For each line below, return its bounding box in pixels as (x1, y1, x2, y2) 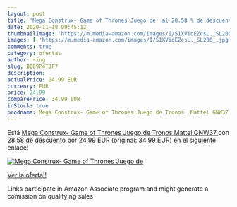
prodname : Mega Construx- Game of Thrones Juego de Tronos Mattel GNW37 (7, 109, 229, 116)
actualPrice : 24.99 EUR (7, 76, 78, 83)
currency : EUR (7, 83, 49, 90)
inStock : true (7, 102, 49, 110)
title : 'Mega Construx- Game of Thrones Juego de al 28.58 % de (7, 17, 203, 24)
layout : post (7, 10, 46, 18)
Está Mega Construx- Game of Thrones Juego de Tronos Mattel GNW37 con (7, 128, 229, 136)
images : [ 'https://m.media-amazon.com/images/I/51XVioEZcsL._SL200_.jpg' (7, 37, 232, 44)
